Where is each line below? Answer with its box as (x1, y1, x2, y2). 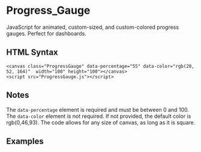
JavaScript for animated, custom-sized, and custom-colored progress (6, 23, 179, 31)
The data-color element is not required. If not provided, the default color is (6, 112, 191, 120)
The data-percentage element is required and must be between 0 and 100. (6, 106, 190, 113)
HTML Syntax (6, 47, 58, 58)
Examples (6, 136, 44, 146)
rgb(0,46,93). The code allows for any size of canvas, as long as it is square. (6, 118, 196, 126)
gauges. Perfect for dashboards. (6, 29, 87, 37)
